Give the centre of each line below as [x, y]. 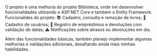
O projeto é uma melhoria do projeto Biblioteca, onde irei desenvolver [74, 7]
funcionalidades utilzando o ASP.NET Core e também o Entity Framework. [79, 12]
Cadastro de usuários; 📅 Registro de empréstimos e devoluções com [73, 24]
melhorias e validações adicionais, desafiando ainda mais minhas [70, 44]
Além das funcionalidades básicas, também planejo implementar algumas [78, 39]
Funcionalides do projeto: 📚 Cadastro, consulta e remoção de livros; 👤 [76, 17]
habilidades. [17, 49]
